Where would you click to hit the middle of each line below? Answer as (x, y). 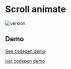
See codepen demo (25, 51)
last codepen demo (25, 61)
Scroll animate (36, 9)
